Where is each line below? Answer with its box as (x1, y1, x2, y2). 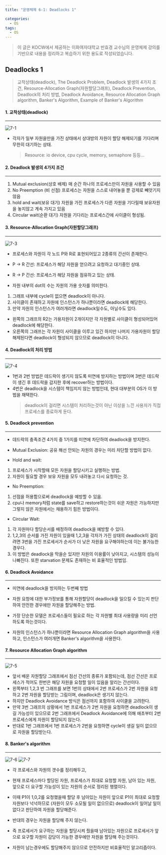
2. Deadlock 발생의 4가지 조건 (5, 164, 64, 170)
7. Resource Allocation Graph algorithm (5, 647, 87, 653)
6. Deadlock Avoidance (5, 569, 54, 575)
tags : (5, 25, 16, 30)
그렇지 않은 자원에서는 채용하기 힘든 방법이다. (12, 506, 100, 512)
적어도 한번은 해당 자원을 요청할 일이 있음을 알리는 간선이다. (25, 679, 140, 686)
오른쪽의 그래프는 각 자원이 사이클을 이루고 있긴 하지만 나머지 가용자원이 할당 (12, 328, 161, 334)
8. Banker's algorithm (5, 741, 50, 747)
